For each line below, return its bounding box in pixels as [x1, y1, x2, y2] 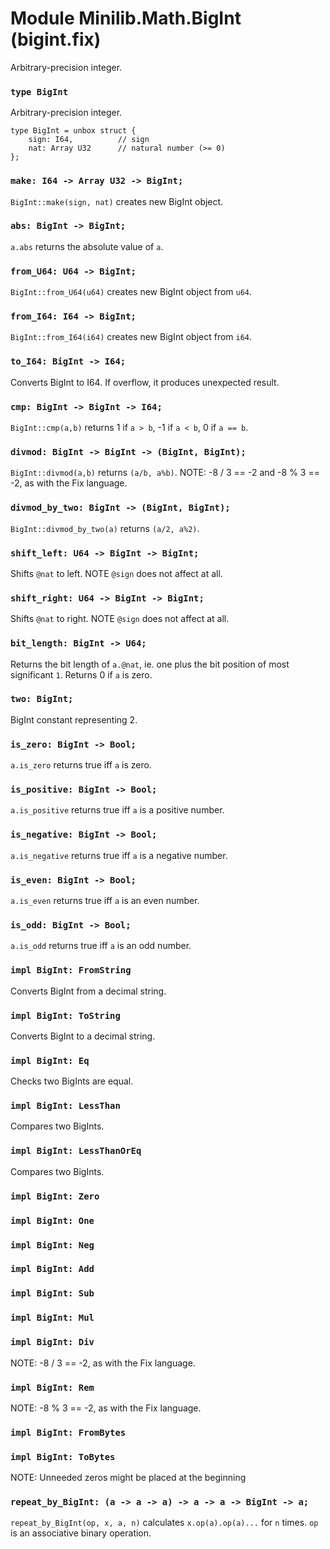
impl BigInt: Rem [10, 1382, 95, 1393]
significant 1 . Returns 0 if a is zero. [10, 668, 153, 681]
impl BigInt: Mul [10, 1312, 95, 1324]
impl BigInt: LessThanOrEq [10, 1145, 142, 1157]
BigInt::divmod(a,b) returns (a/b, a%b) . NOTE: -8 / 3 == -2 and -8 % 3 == [10, 467, 320, 479]
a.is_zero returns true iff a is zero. [10, 759, 152, 771]
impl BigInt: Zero [10, 1190, 100, 1202]
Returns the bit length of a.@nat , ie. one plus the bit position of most [10, 658, 290, 670]
